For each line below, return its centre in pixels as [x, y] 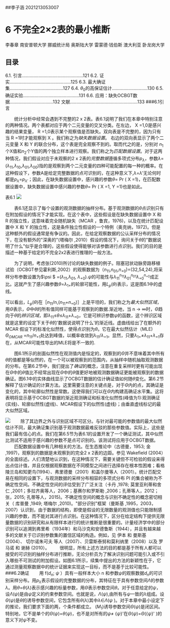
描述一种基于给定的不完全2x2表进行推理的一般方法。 [60, 252]
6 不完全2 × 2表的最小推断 [58, 30]
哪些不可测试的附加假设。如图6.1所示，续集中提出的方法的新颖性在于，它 [85, 560]
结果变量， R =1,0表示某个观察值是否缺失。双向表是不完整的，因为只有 [88, 131]
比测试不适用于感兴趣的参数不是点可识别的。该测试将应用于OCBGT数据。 [82, 440]
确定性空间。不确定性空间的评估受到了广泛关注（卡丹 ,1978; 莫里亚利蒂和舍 [83, 484]
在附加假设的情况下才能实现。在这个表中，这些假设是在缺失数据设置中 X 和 [83, 214]
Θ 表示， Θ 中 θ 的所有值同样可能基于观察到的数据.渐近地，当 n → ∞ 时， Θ [84, 309]
